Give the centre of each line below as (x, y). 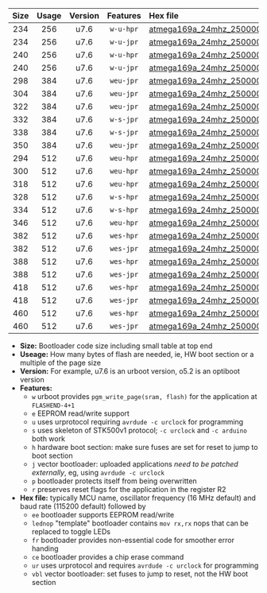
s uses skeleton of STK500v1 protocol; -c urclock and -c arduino (139, 430)
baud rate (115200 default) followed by (83, 506)
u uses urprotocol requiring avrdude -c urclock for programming (137, 422)
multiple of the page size (60, 362)
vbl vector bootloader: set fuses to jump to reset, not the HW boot (140, 574)
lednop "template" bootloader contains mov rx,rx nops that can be (140, 523)
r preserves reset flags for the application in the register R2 (129, 489)
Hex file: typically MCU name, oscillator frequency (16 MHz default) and (138, 498)
